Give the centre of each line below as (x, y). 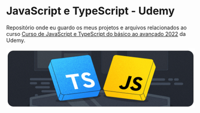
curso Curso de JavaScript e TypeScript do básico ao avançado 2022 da (96, 33)
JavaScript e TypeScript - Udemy (90, 11)
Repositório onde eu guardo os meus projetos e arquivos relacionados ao (97, 28)
